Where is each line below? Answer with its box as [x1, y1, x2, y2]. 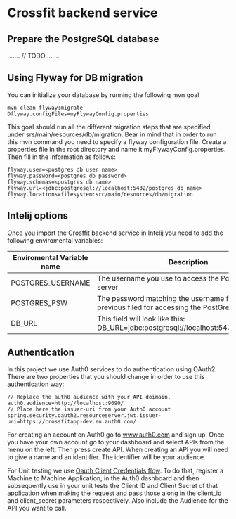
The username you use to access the [97, 273, 219, 283]
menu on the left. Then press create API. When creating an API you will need [7, 445, 229, 454]
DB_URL [11, 318, 37, 328]
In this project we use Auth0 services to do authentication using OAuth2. [7, 365, 218, 373]
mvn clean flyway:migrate [7, 104, 83, 111]
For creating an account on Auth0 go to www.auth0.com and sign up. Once [7, 430, 225, 439]
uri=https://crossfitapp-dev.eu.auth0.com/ [7, 418, 137, 425]
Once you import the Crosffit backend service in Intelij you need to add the [7, 229, 223, 237]
